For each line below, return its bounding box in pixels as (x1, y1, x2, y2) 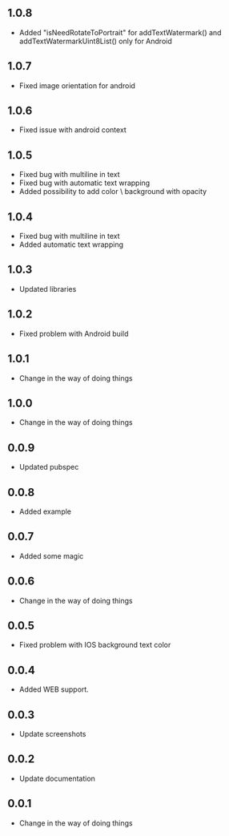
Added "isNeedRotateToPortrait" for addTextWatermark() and (18, 27, 222, 37)
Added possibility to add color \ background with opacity (18, 187, 207, 196)
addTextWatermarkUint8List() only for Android (18, 36, 173, 46)
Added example (18, 507, 72, 516)
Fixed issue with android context (18, 125, 127, 135)
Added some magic (18, 551, 84, 560)
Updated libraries (18, 284, 77, 293)
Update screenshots (18, 729, 86, 738)
